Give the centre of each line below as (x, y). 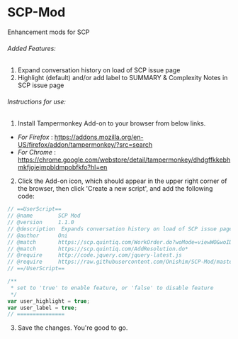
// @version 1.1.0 (41, 223)
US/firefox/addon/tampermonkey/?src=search (85, 145)
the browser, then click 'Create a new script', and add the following (115, 189)
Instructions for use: (36, 101)
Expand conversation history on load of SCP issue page (99, 70)
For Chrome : (37, 152)
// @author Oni (38, 235)
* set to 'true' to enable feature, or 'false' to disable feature (112, 288)
